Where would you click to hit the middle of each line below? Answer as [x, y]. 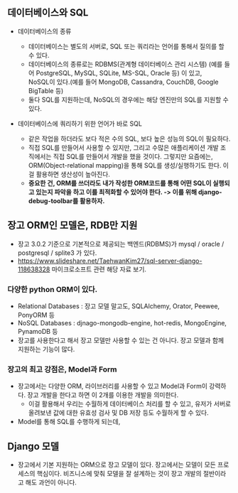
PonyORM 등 [36, 315]
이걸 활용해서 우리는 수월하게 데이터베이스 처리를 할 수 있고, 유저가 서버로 [130, 404]
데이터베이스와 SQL [48, 13]
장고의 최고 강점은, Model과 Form [62, 369]
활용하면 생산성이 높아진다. [73, 174]
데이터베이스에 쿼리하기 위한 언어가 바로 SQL [80, 124]
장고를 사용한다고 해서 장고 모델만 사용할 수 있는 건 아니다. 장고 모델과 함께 [121, 340]
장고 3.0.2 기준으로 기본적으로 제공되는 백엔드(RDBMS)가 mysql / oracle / [121, 244]
